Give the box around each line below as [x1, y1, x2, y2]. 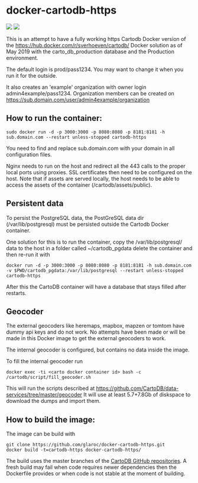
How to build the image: [6, 414, 96, 424]
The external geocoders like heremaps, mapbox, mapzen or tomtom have [6, 322, 185, 330]
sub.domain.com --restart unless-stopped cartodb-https [6, 134, 147, 140]
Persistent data [6, 199, 64, 209]
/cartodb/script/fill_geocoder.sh [6, 375, 92, 380]
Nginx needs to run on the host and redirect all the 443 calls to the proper [6, 162, 186, 169]
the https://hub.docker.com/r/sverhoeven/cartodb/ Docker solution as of [6, 41, 183, 49]
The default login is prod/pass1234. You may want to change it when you [6, 66, 184, 73]
